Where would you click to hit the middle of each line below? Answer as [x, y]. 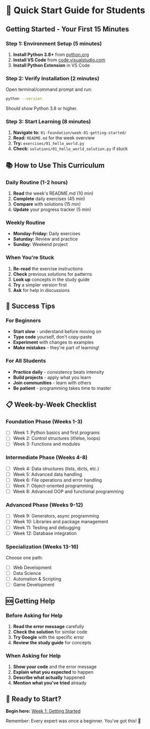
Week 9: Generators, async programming [56, 516]
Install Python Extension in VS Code [52, 65]
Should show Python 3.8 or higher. [42, 108]
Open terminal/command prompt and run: [49, 89]
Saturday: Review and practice [45, 239]
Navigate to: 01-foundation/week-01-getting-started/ [70, 133]
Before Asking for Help [34, 615]
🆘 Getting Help [30, 601]
